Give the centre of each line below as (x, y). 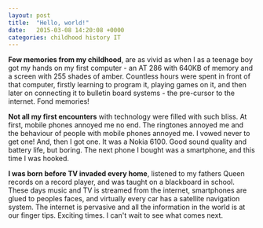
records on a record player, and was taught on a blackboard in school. (122, 182)
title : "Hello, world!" (49, 23)
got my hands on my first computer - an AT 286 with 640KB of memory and (131, 68)
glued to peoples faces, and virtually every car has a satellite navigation (124, 199)
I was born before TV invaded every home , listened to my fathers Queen (126, 174)
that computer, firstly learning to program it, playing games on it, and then (128, 85)
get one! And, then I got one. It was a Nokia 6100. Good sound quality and (128, 142)
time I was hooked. (38, 159)
